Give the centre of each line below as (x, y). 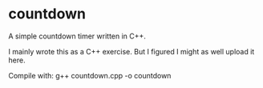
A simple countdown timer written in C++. (77, 36)
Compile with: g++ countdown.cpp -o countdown (90, 75)
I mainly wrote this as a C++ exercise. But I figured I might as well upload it (131, 51)
